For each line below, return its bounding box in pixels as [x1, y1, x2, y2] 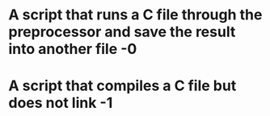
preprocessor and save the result [8, 23, 236, 41]
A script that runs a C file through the [8, 6, 263, 24]
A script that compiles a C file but [8, 77, 237, 95]
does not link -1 [8, 94, 113, 112]
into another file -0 [8, 40, 137, 58]
